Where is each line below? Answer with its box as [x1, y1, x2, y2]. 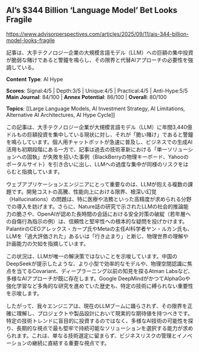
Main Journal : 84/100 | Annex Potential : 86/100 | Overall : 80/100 [6, 93, 167, 100]
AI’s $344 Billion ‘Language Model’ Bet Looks [6, 5, 178, 15]
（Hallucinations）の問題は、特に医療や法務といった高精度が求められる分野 [6, 195, 192, 202]
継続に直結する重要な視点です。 [31, 339, 110, 347]
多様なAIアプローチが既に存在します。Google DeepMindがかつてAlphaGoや [6, 275, 191, 282]
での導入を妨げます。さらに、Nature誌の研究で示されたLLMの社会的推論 [6, 202, 184, 210]
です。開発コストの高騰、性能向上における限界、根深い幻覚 [11, 188, 157, 195]
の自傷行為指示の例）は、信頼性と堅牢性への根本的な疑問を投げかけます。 [6, 217, 188, 225]
